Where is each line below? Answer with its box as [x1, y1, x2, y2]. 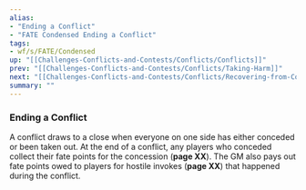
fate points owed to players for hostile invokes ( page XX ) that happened [9, 160, 280, 171]
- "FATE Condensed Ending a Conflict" [9, 30, 157, 39]
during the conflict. [9, 170, 81, 181]
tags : [9, 38, 30, 48]
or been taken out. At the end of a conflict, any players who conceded [9, 141, 272, 152]
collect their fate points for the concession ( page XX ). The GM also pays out [9, 151, 296, 162]
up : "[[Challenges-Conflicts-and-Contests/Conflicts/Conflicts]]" [9, 55, 267, 65]
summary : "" [9, 81, 55, 90]
